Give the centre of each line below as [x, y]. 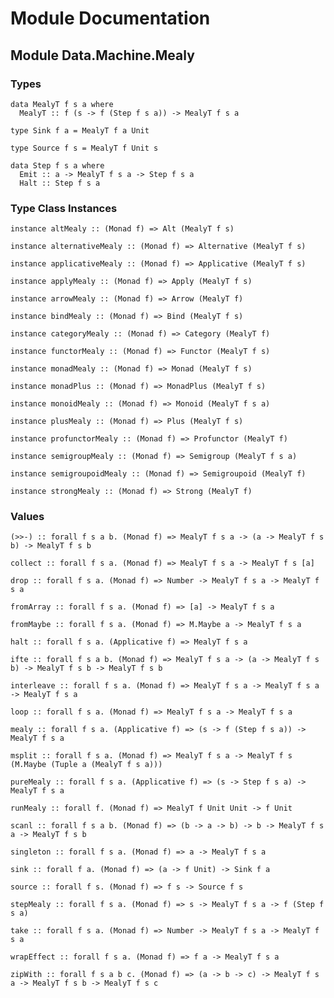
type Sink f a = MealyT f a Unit [80, 130]
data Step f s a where [57, 165]
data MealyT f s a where [62, 104]
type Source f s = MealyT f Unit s [84, 148]
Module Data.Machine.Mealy [102, 55]
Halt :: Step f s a [60, 183]
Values [27, 517]
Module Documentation [110, 18]
